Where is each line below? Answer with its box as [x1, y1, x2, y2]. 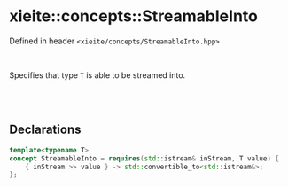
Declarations [9, 122, 82, 137]
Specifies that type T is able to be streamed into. [9, 69, 186, 81]
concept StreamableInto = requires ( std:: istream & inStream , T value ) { [9, 153, 279, 163]
